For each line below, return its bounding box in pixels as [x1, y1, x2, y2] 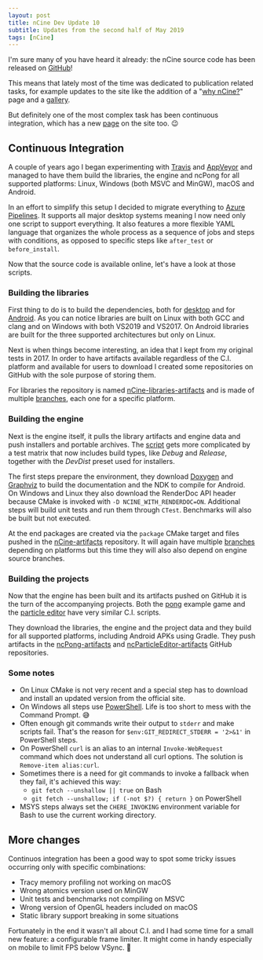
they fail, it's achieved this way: [19, 777, 122, 787]
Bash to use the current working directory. [19, 810, 157, 820]
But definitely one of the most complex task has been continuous [8, 111, 218, 120]
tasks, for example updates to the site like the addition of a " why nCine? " [8, 87, 243, 97]
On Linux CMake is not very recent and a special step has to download [19, 685, 249, 695]
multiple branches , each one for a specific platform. [8, 394, 176, 403]
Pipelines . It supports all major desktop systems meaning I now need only [8, 211, 246, 221]
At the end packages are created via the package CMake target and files [8, 528, 239, 538]
